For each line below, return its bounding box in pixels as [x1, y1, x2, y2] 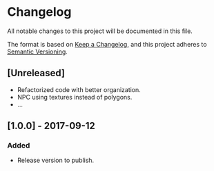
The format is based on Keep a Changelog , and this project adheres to [7, 40, 207, 48]
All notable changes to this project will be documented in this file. [7, 27, 193, 35]
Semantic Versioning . [7, 47, 68, 56]
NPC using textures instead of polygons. [17, 93, 133, 101]
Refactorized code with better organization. [17, 85, 142, 93]
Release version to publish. [17, 156, 95, 165]
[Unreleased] [7, 67, 66, 79]
